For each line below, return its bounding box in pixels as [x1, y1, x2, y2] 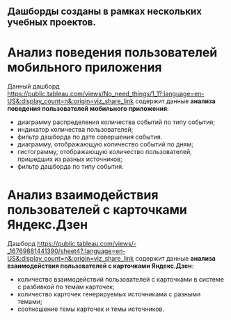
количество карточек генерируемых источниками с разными [17, 290, 201, 298]
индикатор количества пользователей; [17, 125, 134, 134]
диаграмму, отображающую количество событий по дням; [17, 140, 193, 148]
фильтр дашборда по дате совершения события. [17, 132, 163, 142]
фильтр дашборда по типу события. [17, 162, 124, 171]
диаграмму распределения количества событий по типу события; [17, 118, 216, 126]
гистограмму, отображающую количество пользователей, [17, 148, 193, 156]
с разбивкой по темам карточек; [17, 282, 115, 291]
